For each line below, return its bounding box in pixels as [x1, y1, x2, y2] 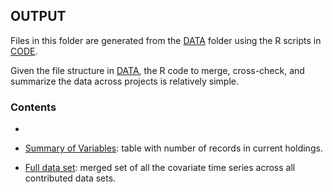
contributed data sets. [24, 172, 117, 184]
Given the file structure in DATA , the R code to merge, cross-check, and [10, 64, 305, 76]
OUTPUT [10, 8, 67, 25]
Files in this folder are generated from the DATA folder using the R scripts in [10, 34, 322, 46]
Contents [10, 100, 57, 114]
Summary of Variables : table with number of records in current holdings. [24, 142, 323, 154]
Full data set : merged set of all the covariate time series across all [24, 162, 296, 174]
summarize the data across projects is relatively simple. [10, 75, 240, 87]
